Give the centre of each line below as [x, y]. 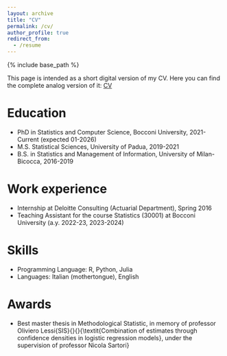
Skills [23, 250]
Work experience [57, 189]
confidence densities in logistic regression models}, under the [105, 337]
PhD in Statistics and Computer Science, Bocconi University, [103, 132]
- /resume [27, 45]
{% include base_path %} [43, 65]
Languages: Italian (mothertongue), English [78, 276]
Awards [29, 304]
